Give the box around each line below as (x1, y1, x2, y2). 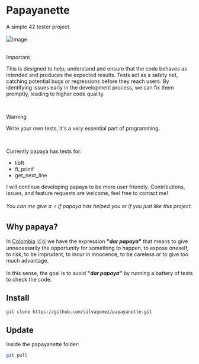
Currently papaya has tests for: (6, 148, 82, 155)
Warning (6, 113, 27, 120)
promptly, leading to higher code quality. (6, 90, 105, 97)
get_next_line (14, 171, 47, 178)
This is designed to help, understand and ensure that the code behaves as (6, 65, 188, 72)
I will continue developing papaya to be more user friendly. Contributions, (6, 183, 185, 190)
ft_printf (14, 165, 34, 173)
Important (6, 53, 30, 60)
